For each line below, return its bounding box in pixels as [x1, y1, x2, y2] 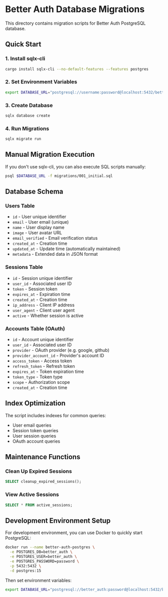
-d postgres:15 [9, 568, 41, 573]
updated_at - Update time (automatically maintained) [12, 246, 121, 252]
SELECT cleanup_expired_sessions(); [5, 479, 81, 484]
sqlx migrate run [5, 137, 41, 142]
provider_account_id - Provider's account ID [12, 352, 104, 358]
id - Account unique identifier [12, 336, 74, 342]
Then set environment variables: [5, 577, 72, 583]
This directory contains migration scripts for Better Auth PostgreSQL [5, 20, 146, 26]
